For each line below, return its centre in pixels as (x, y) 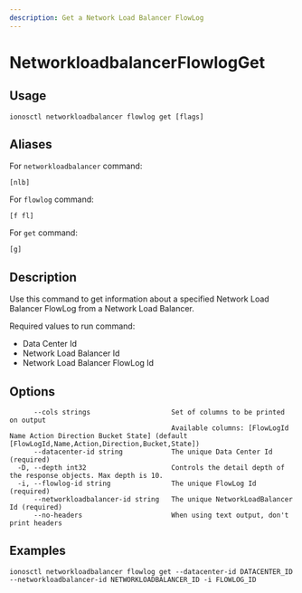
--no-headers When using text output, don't (161, 516)
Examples (38, 551)
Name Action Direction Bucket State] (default (99, 436)
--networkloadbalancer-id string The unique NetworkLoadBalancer (163, 500)
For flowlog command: (52, 199)
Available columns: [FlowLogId (230, 428)
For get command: (44, 233)
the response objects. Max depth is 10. (87, 476)
